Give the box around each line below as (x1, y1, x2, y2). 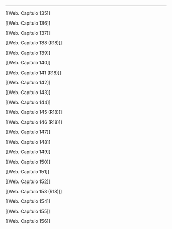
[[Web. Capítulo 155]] (5, 208, 50, 214)
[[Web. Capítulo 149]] (5, 149, 51, 155)
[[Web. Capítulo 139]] (5, 50, 50, 56)
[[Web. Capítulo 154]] (5, 198, 50, 204)
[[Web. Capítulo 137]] (5, 30, 50, 36)
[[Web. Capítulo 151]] (5, 169, 50, 174)
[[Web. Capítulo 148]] (5, 139, 51, 145)
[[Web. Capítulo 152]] (5, 178, 50, 185)
